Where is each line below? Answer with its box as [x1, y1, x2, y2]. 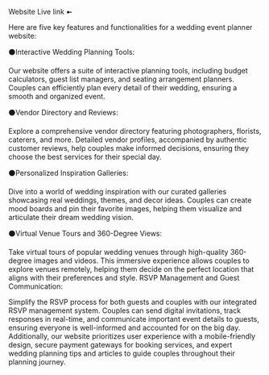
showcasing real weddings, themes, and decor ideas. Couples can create [8, 195, 252, 205]
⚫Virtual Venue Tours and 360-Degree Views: [8, 229, 163, 238]
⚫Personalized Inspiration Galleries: [8, 169, 129, 177]
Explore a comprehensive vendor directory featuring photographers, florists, [8, 127, 262, 135]
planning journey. [8, 357, 66, 366]
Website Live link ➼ [8, 7, 72, 16]
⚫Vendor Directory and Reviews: [8, 108, 118, 117]
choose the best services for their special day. [8, 152, 163, 161]
